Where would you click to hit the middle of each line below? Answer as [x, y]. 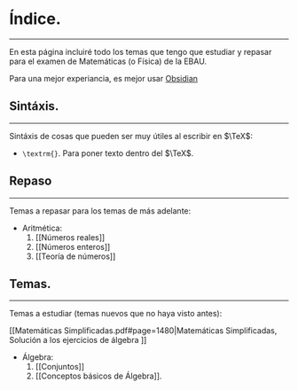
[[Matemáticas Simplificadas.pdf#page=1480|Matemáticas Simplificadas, [143, 331]
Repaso [31, 181]
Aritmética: [42, 228]
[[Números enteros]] [73, 246]
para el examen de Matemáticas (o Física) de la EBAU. [108, 61]
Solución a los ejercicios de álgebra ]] [78, 340]
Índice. [35, 19]
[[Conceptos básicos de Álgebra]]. [98, 376]
